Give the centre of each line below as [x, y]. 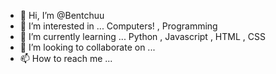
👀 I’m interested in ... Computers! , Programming [118, 26]
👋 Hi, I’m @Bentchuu [62, 15]
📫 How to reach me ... [66, 58]
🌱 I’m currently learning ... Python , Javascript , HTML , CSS [142, 36]
